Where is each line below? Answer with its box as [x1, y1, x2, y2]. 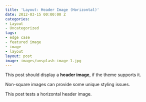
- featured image [5, 40, 41, 45]
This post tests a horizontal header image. [5, 91, 92, 97]
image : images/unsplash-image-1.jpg [5, 58, 81, 63]
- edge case [5, 35, 30, 40]
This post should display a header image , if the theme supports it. [5, 72, 141, 78]
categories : [5, 16, 30, 21]
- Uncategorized [5, 26, 39, 31]
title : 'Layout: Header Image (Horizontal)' [5, 7, 99, 12]
